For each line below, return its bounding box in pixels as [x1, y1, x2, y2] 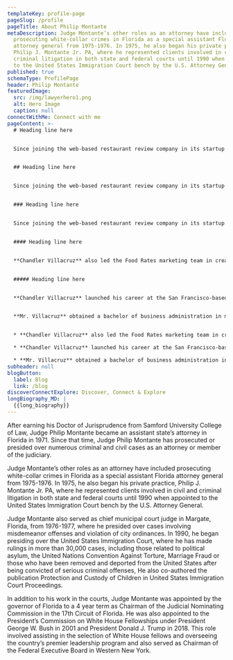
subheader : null [7, 363, 54, 370]
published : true [7, 68, 54, 75]
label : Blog [13, 376, 49, 383]
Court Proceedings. [7, 581, 63, 589]
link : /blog [13, 383, 49, 389]
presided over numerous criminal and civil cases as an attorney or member [7, 443, 221, 451]
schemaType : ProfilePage [7, 74, 79, 82]
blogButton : [7, 369, 42, 376]
